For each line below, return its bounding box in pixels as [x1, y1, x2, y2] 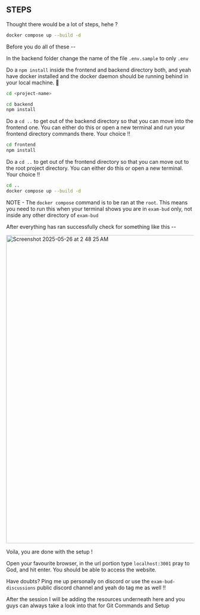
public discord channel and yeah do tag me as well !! [36, 584, 166, 591]
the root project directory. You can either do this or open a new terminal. [6, 164, 183, 172]
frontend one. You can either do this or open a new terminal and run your [6, 124, 186, 131]
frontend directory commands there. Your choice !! [6, 130, 131, 137]
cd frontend [6, 142, 36, 148]
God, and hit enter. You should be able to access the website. [6, 566, 157, 573]
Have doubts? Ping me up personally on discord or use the [6, 577, 150, 585]
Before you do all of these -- [6, 43, 76, 50]
